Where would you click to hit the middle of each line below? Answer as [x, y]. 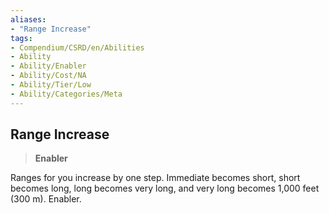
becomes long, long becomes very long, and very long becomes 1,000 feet [165, 188]
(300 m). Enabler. [46, 199]
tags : [21, 38]
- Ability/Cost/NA [48, 76]
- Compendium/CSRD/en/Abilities [77, 47]
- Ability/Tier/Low [51, 85]
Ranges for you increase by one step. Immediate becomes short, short [155, 178]
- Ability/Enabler [48, 66]
